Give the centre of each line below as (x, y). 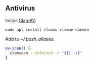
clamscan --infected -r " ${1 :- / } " (46, 53)
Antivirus (20, 8)
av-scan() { (18, 48)
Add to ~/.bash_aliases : (30, 39)
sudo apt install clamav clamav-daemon (47, 30)
